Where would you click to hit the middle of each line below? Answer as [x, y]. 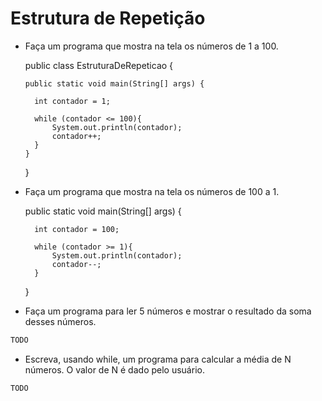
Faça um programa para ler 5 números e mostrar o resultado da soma [168, 311]
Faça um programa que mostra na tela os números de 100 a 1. [152, 191]
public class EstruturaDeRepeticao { [99, 65]
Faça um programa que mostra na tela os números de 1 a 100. [151, 46]
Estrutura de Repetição [108, 18]
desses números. [60, 321]
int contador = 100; [77, 229]
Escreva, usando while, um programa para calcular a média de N [158, 359]
